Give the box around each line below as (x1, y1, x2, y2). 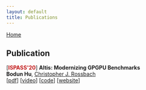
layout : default (6, 8, 47, 15)
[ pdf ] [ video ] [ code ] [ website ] (6, 77, 80, 84)
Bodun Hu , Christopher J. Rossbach (6, 70, 96, 78)
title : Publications (6, 14, 59, 20)
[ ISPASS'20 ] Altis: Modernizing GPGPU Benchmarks (6, 64, 141, 71)
